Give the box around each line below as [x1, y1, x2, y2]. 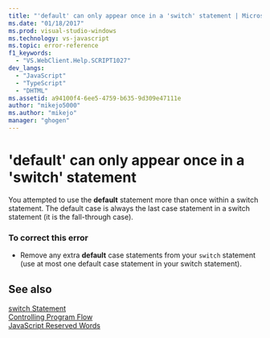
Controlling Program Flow [8, 311, 93, 322]
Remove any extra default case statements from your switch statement [19, 250, 256, 260]
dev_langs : [8, 64, 45, 72]
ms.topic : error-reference [8, 42, 99, 50]
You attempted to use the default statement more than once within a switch [8, 195, 259, 204]
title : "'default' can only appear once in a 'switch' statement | [8, 11, 239, 20]
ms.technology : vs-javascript [8, 34, 110, 43]
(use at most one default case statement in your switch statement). [19, 259, 243, 269]
